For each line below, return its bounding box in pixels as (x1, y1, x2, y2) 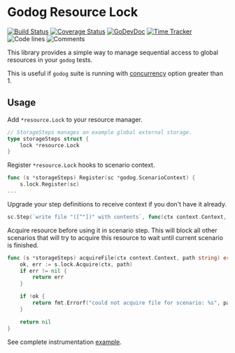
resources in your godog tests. (7, 55, 93, 63)
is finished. (7, 241, 39, 249)
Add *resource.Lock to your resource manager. (7, 115, 143, 123)
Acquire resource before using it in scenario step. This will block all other (7, 226, 218, 234)
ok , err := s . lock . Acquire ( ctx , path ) (20, 261, 133, 268)
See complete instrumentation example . (7, 338, 122, 346)
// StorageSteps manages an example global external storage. (7, 128, 192, 136)
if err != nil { (20, 267, 68, 274)
